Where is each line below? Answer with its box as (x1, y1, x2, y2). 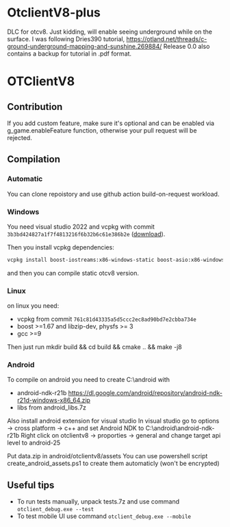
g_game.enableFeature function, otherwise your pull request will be (7, 126, 197, 135)
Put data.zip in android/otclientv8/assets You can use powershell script (7, 452, 208, 460)
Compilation (7, 153, 60, 166)
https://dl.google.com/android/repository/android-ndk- (68, 389, 222, 397)
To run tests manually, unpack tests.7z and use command (16, 497, 180, 506)
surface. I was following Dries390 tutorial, (7, 34, 125, 43)
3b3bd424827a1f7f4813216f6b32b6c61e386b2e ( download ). (7, 229, 166, 238)
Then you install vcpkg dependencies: (7, 243, 114, 251)
